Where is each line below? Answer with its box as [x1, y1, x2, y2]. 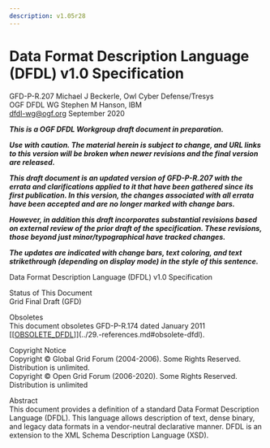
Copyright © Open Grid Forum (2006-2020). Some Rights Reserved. [9, 371, 238, 381]
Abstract [9, 395, 38, 405]
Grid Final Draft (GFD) [9, 296, 82, 306]
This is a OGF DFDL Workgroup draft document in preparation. [9, 124, 224, 134]
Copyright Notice [9, 345, 67, 354]
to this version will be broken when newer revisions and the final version [9, 148, 259, 159]
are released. [9, 157, 55, 167]
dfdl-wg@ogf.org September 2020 [9, 108, 125, 118]
